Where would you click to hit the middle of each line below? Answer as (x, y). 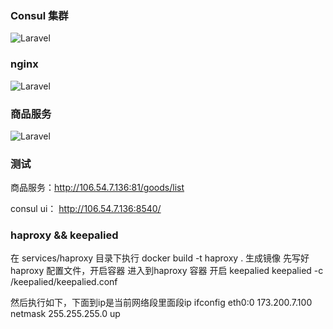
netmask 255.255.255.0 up (65, 314)
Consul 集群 (39, 15)
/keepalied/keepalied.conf (64, 282)
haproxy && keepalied (64, 235)
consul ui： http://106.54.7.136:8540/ (86, 209)
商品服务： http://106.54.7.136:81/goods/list (97, 188)
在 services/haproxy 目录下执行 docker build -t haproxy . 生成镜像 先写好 (160, 258)
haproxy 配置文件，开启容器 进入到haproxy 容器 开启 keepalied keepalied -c (167, 271)
